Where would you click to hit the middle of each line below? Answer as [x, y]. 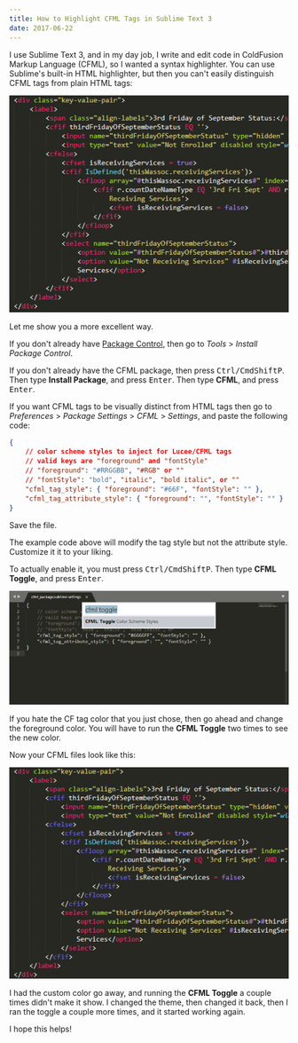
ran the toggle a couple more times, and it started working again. [127, 1011]
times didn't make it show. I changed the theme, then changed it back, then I [149, 1002]
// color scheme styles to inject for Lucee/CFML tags [129, 452]
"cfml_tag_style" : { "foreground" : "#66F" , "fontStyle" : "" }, [145, 489]
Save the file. [33, 525]
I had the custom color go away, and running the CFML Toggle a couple [141, 992]
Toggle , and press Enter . [56, 578]
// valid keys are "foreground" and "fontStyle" [117, 462]
